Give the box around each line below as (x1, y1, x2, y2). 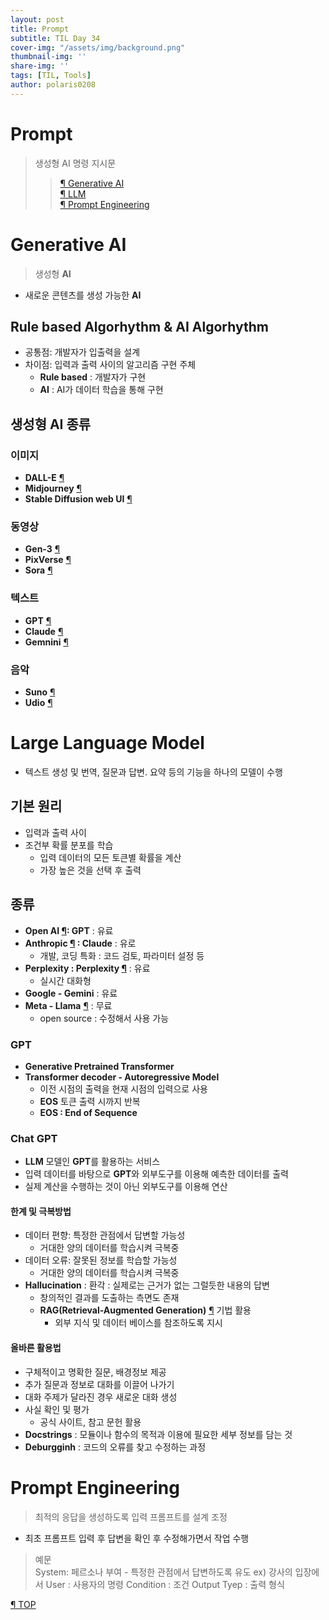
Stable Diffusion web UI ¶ (24, 493, 133, 505)
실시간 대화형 (39, 974, 92, 986)
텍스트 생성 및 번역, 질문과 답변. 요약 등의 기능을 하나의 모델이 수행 (24, 766, 283, 778)
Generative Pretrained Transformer (24, 1060, 175, 1072)
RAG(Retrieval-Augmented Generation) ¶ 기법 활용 (39, 1304, 252, 1316)
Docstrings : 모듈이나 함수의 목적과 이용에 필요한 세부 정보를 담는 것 (24, 1428, 293, 1440)
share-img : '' (10, 61, 70, 71)
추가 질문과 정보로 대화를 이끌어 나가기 (24, 1378, 175, 1390)
